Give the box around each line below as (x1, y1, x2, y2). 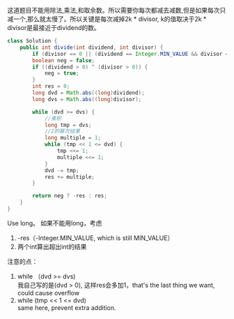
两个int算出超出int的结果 (17, 242, 87, 251)
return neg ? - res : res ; (32, 193, 108, 200)
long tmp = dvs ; (44, 121, 92, 128)
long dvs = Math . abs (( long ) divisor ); (32, 96, 141, 103)
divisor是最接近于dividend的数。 (7, 24, 101, 31)
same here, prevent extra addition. (17, 303, 116, 312)
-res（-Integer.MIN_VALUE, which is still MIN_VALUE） (17, 233, 174, 242)
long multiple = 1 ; (44, 135, 101, 142)
